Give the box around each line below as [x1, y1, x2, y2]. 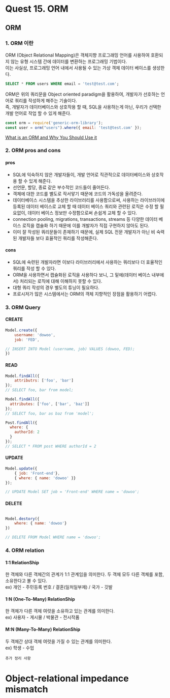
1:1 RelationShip [5, 559, 40, 565]
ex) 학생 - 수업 [5, 645, 35, 651]
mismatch [5, 683, 48, 695]
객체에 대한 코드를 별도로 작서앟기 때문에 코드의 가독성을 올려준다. [12, 190, 143, 196]
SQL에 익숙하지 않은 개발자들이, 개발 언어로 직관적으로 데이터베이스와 [12, 171, 151, 178]
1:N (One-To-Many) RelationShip [5, 596, 75, 602]
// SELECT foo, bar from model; [5, 388, 74, 393]
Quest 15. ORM [5, 3, 69, 15]
